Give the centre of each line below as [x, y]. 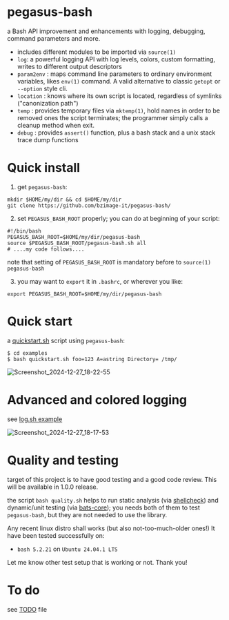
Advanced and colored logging [97, 400]
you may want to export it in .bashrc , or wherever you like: [100, 281]
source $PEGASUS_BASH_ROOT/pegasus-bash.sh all [77, 243]
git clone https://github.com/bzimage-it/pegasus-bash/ [89, 205]
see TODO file [27, 609]
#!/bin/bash [24, 231]
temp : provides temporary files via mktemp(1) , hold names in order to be [119, 110]
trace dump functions [48, 139]
